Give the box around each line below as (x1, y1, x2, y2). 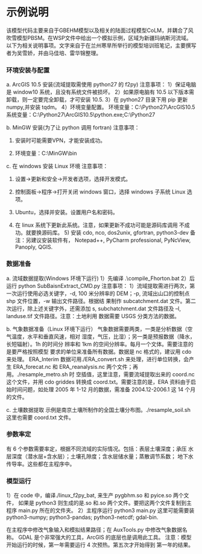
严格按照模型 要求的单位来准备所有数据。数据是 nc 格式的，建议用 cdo (16, 348, 192, 355)
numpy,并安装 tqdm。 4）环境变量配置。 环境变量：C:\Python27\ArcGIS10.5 (6, 103, 195, 111)
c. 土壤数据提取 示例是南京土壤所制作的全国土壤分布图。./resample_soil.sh (6, 406, 191, 413)
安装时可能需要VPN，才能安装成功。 (14, 137, 106, 144)
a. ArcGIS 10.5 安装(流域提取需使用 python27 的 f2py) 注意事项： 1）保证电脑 (6, 81, 197, 88)
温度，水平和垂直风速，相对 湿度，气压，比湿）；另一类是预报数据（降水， (11, 333, 195, 340)
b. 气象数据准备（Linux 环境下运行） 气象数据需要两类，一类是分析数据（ (6, 325, 188, 333)
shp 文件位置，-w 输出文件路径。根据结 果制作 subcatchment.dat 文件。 (6, 297, 186, 304)
